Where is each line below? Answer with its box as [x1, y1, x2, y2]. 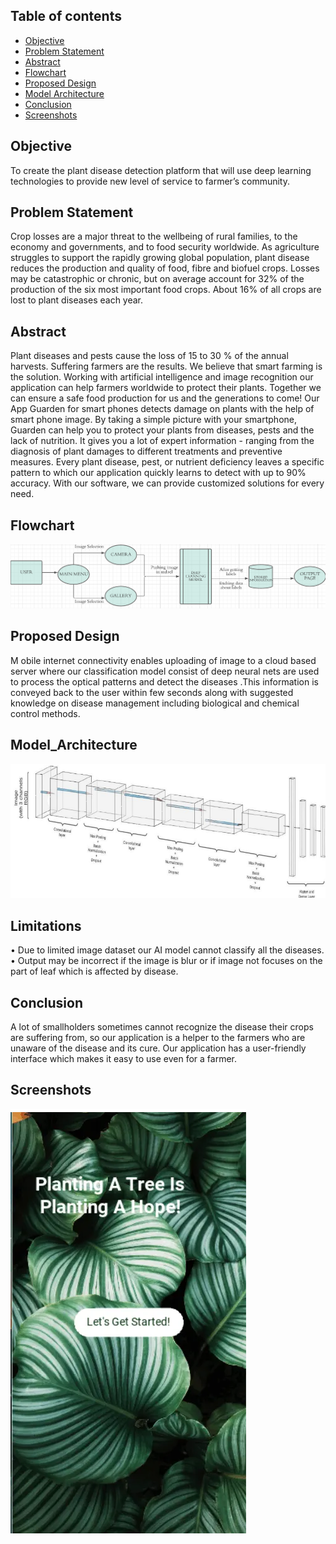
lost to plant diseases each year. [10, 294, 144, 306]
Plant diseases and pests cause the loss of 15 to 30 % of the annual [10, 350, 289, 362]
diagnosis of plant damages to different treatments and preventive [10, 445, 283, 458]
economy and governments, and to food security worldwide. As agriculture [10, 241, 320, 253]
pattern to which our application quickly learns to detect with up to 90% [10, 467, 307, 479]
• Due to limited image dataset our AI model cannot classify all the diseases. [10, 944, 325, 956]
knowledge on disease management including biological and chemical [10, 697, 300, 709]
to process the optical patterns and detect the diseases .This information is [10, 675, 319, 688]
